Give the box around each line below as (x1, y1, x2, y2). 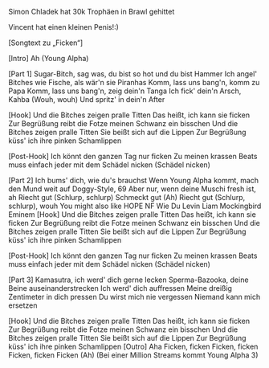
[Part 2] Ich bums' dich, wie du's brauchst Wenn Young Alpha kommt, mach (8, 176, 259, 185)
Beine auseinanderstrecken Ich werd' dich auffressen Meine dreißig (8, 284, 233, 292)
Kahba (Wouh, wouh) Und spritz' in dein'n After (8, 95, 165, 104)
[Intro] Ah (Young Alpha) (8, 54, 89, 63)
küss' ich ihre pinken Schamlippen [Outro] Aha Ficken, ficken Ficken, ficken (8, 341, 259, 351)
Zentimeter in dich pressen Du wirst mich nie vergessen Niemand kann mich (8, 292, 261, 301)
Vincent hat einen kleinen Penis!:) (8, 22, 119, 31)
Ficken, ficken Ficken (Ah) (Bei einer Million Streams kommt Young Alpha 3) (8, 350, 259, 360)
